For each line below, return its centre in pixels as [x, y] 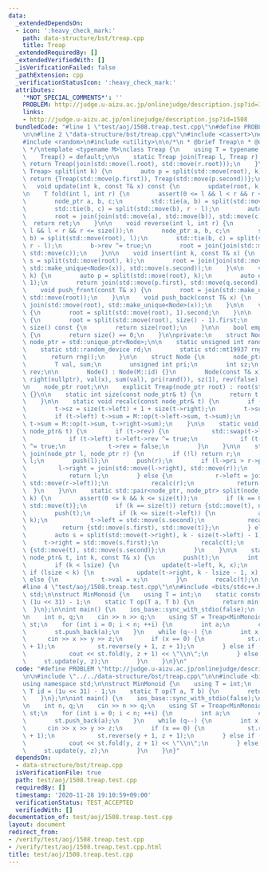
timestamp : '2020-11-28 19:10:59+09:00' [83, 795]
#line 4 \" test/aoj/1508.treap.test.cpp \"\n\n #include [116, 588]
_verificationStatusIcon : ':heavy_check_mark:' [96, 82]
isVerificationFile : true [59, 773]
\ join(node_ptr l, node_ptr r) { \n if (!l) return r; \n [132, 453]
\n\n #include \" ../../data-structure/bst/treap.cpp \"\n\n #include [135, 676]
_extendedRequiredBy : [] [57, 53]
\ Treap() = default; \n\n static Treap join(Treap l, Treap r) [141, 156]
